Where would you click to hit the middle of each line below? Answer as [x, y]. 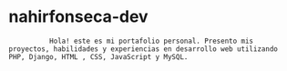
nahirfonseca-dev [78, 17]
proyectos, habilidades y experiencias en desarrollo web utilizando [143, 49]
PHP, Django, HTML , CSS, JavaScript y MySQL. [98, 56]
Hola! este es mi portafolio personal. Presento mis [151, 41]
